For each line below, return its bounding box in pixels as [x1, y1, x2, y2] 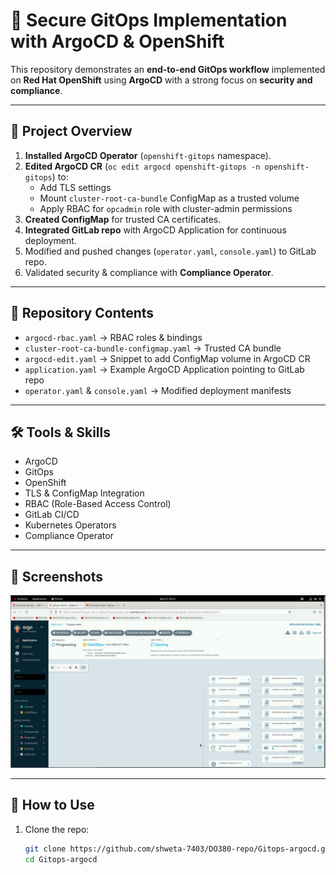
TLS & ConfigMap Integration [24, 487, 145, 499]
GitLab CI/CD [24, 509, 80, 521]
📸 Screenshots [10, 568, 104, 585]
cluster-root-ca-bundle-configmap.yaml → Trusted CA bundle [24, 342, 282, 354]
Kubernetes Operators [24, 519, 117, 531]
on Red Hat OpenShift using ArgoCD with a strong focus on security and [10, 74, 313, 86]
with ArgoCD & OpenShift [10, 30, 225, 53]
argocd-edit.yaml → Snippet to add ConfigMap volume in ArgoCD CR [24, 352, 311, 364]
